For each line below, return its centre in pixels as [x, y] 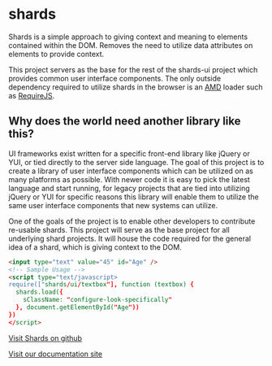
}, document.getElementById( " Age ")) [78, 307]
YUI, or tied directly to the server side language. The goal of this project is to [136, 162]
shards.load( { [39, 292]
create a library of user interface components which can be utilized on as [131, 171]
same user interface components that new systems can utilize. [113, 205]
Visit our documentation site [56, 354]
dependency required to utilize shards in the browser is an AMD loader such [136, 87]
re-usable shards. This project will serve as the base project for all [119, 229]
